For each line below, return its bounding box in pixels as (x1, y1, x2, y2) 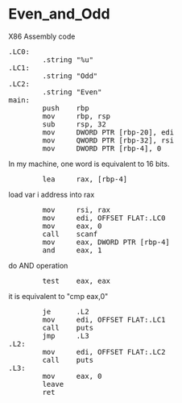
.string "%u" (42, 55, 94, 64)
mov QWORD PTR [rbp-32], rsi (42, 135, 175, 145)
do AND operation (8, 260, 68, 270)
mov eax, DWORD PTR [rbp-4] (42, 237, 171, 247)
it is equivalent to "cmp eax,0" (8, 291, 109, 301)
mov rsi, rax (42, 205, 111, 214)
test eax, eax (42, 276, 111, 285)
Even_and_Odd (8, 5, 110, 23)
